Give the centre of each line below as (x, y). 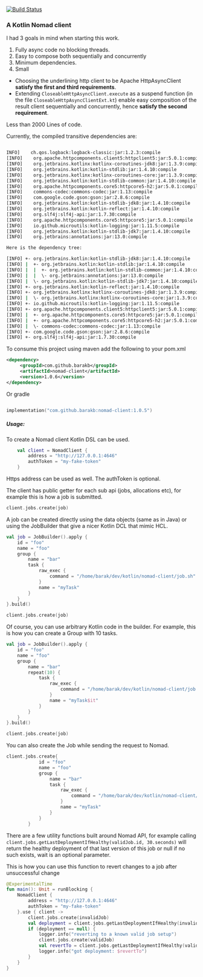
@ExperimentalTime (29, 884)
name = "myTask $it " (74, 700)
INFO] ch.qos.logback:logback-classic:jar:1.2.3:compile (84, 153)
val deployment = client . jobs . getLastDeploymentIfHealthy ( (104, 923)
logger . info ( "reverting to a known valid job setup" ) (108, 934)
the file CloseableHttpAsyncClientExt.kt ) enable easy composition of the (106, 100)
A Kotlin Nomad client (39, 25)
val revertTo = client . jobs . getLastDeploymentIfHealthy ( (112, 946)
